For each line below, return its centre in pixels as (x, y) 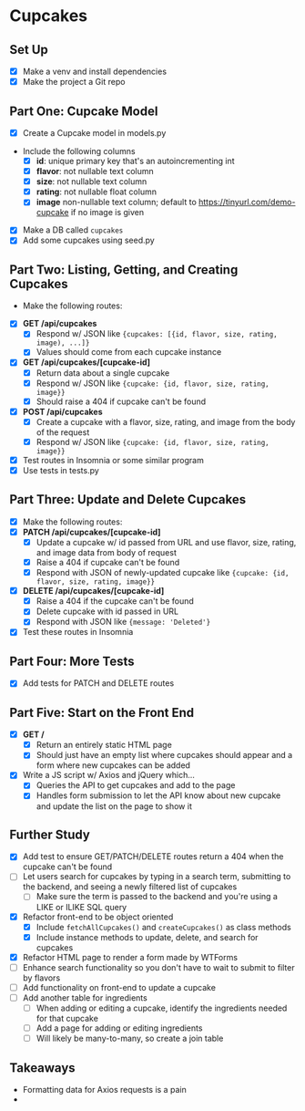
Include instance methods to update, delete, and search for (147, 937)
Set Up (29, 50)
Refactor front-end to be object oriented (98, 917)
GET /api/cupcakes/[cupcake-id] (86, 362)
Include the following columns (79, 151)
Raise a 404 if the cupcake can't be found (115, 601)
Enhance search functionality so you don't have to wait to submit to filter (158, 967)
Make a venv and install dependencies (94, 71)
